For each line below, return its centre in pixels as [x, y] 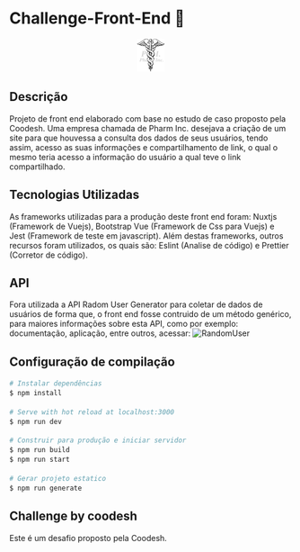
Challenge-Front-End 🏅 [97, 18]
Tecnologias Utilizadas [75, 195]
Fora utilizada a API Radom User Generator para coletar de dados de [136, 304]
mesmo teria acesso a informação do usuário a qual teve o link [125, 157]
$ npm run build [40, 450]
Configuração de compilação [92, 362]
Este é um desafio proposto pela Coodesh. [88, 538]
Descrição [39, 97]
